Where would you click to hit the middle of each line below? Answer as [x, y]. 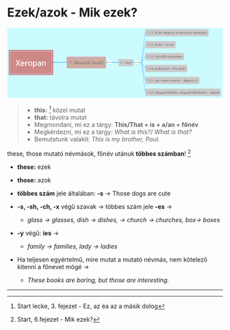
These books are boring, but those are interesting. [98, 280]
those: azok [34, 180]
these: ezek [34, 167]
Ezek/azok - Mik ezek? [73, 13]
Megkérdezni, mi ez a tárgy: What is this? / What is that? [113, 132]
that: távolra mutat [60, 117]
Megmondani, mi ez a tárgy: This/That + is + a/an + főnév [116, 124]
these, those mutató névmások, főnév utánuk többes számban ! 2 [99, 153]
